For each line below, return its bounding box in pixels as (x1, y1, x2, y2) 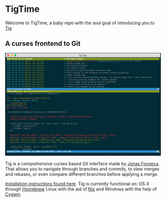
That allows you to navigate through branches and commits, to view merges (5, 166, 160, 172)
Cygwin (5, 191, 21, 197)
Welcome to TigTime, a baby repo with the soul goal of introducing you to (5, 20, 155, 26)
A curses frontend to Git (5, 40, 81, 48)
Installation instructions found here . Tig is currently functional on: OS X (5, 181, 150, 187)
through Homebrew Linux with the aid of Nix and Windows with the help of (5, 186, 157, 192)
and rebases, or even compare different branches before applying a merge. (5, 171, 159, 177)
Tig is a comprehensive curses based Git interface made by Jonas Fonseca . (5, 160, 160, 166)
